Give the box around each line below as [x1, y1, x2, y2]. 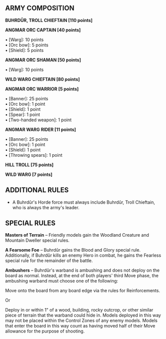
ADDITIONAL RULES [5, 186, 69, 194]
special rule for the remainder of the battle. [5, 258, 93, 264]
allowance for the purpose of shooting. [5, 328, 85, 334]
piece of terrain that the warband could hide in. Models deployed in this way [5, 312, 162, 319]
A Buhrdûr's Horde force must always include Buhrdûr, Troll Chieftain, [12, 199, 155, 205]
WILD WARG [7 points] [5, 171, 53, 177]
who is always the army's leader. [12, 204, 80, 210]
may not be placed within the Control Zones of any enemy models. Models [5, 318, 158, 324]
